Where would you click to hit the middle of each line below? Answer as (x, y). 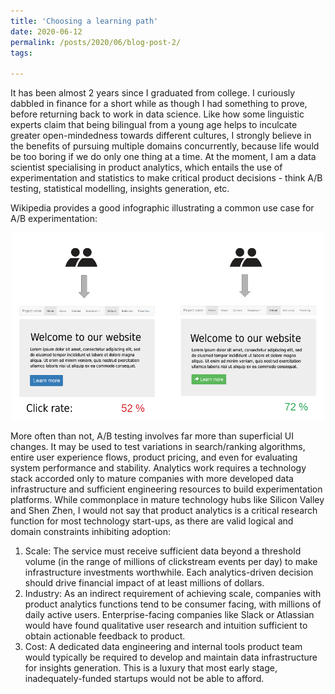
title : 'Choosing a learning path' (84, 21)
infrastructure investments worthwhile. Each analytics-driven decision (169, 572)
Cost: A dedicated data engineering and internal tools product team (163, 647)
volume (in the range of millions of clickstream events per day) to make (171, 562)
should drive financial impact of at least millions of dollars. (144, 583)
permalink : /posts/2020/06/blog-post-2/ (96, 42)
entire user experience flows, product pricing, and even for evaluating (154, 457)
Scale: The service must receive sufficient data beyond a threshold (163, 551)
